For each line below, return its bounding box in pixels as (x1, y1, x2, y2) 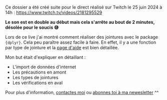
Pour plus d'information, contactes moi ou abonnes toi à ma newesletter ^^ (5, 90, 159, 95)
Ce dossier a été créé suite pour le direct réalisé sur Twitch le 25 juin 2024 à (5, 4, 162, 10)
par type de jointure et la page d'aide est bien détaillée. (5, 45, 119, 50)
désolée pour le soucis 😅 (5, 24, 59, 30)
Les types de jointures (12, 75, 58, 80)
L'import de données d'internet (12, 64, 76, 70)
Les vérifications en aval (12, 80, 63, 86)
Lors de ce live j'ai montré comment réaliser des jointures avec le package (5, 34, 158, 40)
